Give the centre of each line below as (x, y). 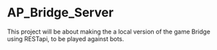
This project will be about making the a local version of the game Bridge (109, 32)
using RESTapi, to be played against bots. (66, 38)
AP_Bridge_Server (60, 13)
